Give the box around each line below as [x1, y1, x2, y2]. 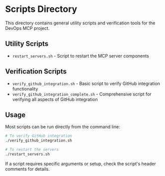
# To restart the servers [5, 147, 59, 152]
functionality [12, 86, 38, 91]
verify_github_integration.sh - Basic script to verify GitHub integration [12, 81, 161, 87]
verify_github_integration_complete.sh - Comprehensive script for [12, 91, 152, 97]
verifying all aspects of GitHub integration [12, 96, 98, 102]
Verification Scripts [5, 67, 67, 76]
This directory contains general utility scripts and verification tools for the [5, 20, 156, 26]
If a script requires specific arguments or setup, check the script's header [5, 161, 157, 167]
